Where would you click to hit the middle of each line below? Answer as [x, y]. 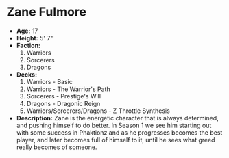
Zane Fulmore [47, 12]
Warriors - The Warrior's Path [68, 89]
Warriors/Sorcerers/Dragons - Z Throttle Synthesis [98, 111]
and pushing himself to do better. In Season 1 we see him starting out [114, 125]
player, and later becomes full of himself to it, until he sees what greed [116, 140]
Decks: [27, 74]
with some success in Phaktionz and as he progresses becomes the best [119, 132]
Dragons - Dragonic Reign [63, 103]
